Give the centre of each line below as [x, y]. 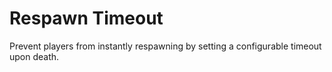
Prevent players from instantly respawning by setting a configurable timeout [165, 46]
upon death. [34, 56]
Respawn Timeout [86, 18]
